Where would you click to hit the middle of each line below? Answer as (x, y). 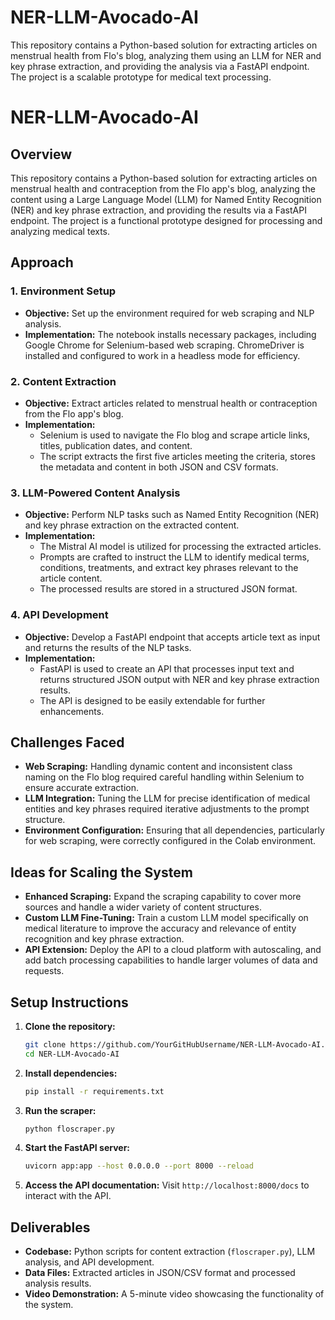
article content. (71, 578)
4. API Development (59, 615)
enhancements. (72, 711)
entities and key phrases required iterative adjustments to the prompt (167, 809)
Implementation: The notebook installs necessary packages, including (170, 334)
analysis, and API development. (89, 1262)
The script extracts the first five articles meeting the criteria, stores (177, 456)
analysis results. (58, 1283)
